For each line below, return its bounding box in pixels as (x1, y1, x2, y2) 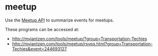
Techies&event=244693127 (12, 46, 67, 52)
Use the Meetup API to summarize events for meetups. (5, 17, 115, 23)
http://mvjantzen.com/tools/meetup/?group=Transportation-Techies (12, 35, 147, 42)
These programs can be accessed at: (5, 26, 80, 32)
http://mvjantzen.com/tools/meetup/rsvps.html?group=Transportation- (12, 41, 153, 46)
